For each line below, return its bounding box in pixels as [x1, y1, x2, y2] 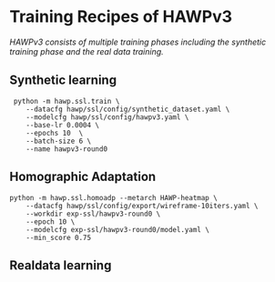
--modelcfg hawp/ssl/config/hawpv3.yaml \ [25, 112, 189, 122]
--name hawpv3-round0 [25, 144, 107, 154]
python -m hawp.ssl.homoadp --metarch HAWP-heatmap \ [9, 193, 219, 202]
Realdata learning [9, 257, 112, 273]
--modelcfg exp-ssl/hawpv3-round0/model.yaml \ [25, 225, 209, 234]
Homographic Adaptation [9, 169, 157, 185]
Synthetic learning [9, 73, 117, 88]
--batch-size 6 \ [25, 136, 92, 146]
